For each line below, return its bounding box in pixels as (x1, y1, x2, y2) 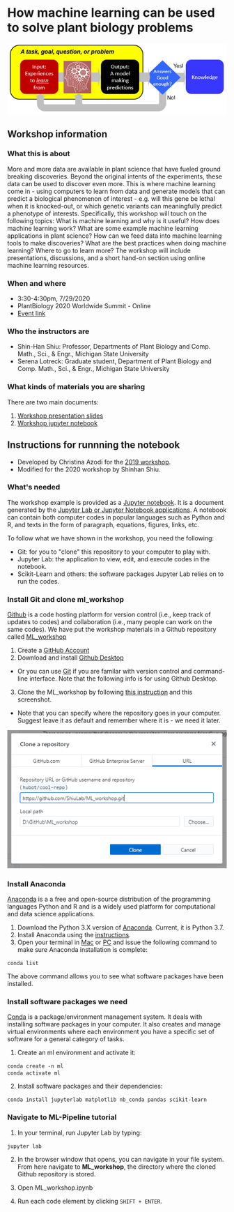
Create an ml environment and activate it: (17, 1048, 136, 1057)
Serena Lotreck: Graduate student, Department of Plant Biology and (17, 357, 212, 365)
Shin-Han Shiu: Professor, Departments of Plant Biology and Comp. (17, 342, 211, 351)
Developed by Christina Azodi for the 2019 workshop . (17, 457, 171, 466)
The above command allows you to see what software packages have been (7, 972, 224, 980)
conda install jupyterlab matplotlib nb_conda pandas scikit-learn (7, 1096, 208, 1103)
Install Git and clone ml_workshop (7, 594, 124, 604)
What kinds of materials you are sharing (7, 382, 146, 392)
